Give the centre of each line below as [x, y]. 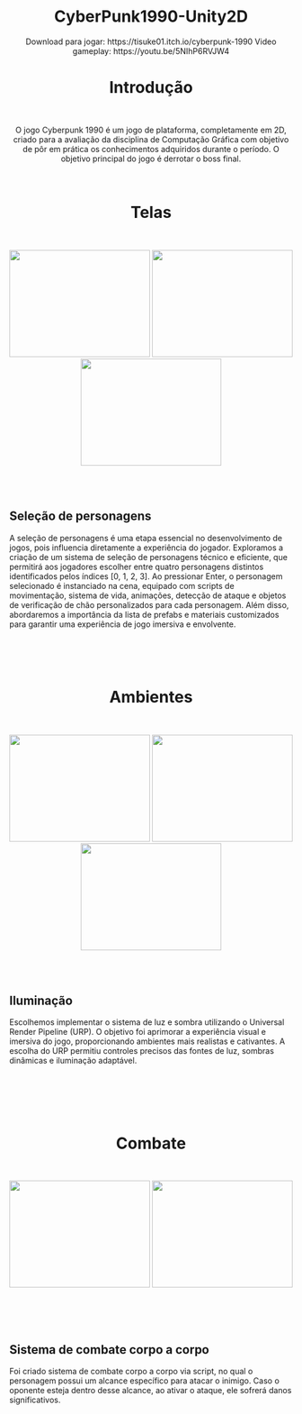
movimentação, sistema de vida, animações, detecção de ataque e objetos [148, 595]
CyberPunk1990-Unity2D [151, 17]
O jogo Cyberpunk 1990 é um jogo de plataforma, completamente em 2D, [151, 130]
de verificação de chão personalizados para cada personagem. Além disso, [149, 604]
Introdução [151, 88]
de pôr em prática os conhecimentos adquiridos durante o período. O [151, 149]
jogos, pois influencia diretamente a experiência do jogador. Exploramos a [147, 548]
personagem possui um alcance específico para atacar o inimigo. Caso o [145, 1381]
